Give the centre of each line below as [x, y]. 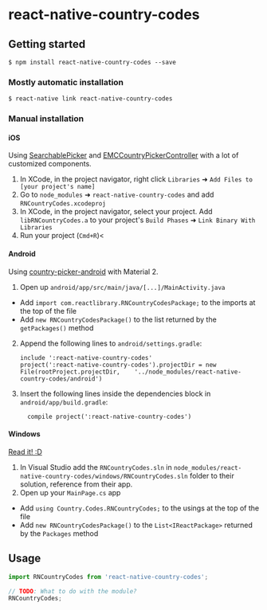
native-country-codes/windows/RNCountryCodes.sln [104, 476]
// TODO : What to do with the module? [73, 591]
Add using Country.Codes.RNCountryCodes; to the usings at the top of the [139, 508]
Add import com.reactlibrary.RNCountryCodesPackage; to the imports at [137, 302]
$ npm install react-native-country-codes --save [92, 62]
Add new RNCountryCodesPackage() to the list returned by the [118, 319]
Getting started [47, 44]
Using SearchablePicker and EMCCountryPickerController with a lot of [124, 155]
